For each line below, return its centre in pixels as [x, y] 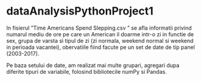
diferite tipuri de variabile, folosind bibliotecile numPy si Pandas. [87, 71]
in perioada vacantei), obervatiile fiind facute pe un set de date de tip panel [100, 47]
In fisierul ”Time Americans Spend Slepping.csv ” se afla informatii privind [99, 28]
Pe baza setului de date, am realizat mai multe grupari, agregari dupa [93, 65]
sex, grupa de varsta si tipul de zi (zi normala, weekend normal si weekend [100, 40]
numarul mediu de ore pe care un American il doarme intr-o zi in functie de [100, 34]
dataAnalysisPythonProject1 [80, 11]
